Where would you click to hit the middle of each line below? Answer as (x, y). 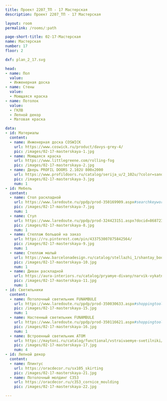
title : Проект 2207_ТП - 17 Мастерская (46, 10)
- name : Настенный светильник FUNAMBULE (52, 318)
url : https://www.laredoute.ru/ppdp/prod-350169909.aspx (74, 202)
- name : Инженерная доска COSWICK (45, 142)
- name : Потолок (22, 101)
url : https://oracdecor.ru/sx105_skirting (59, 368)
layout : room (19, 23)
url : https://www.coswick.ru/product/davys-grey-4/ (69, 147)
